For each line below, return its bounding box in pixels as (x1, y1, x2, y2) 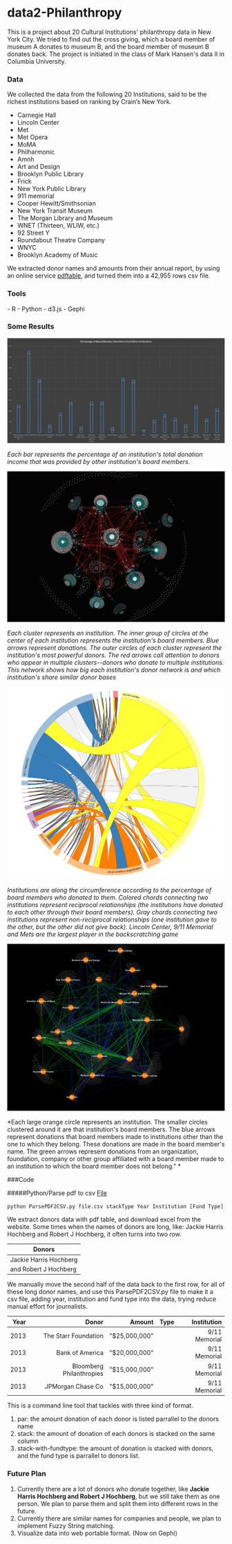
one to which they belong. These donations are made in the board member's (7, 1140, 225, 1148)
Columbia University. (7, 57, 67, 65)
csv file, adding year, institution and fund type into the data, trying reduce (7, 1295, 216, 1303)
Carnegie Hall (17, 111, 57, 119)
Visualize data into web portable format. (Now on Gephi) (17, 1529, 178, 1537)
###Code (7, 1175, 35, 1183)
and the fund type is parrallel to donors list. (17, 1452, 140, 1460)
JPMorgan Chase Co (44, 1383, 104, 1391)
